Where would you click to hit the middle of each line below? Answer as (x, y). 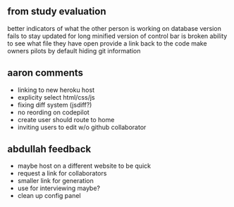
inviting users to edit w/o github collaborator (82, 127)
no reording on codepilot (53, 112)
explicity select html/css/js (56, 97)
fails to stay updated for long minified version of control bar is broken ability (117, 36)
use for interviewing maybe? (59, 188)
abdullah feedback (49, 149)
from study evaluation (57, 12)
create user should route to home (66, 119)
